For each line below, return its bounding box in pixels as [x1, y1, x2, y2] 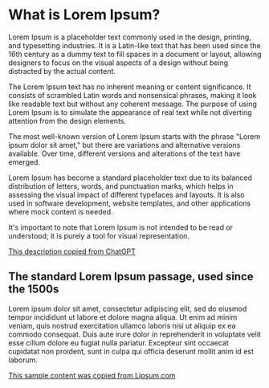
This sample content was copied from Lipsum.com [8, 370, 176, 380]
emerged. [8, 157, 40, 166]
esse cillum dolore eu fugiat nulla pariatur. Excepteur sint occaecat [8, 337, 229, 347]
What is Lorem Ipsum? [8, 6, 161, 24]
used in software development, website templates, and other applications [8, 198, 251, 208]
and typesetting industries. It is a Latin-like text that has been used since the [8, 40, 261, 50]
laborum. [8, 355, 39, 365]
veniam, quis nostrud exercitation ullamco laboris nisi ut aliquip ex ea [8, 321, 236, 330]
